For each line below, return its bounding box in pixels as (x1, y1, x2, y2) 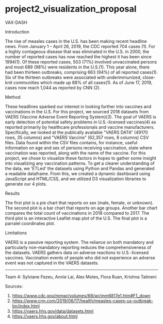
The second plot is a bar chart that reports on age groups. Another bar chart (5, 205, 158, 211)
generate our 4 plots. (5, 181, 47, 187)
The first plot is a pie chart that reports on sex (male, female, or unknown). (5, 200, 154, 205)
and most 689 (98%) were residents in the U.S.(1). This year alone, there (5, 64, 150, 70)
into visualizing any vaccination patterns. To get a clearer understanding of (5, 160, 155, 166)
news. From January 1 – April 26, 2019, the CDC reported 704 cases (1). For (5, 43, 155, 49)
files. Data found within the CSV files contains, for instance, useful (5, 139, 137, 145)
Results (5, 190, 20, 196)
